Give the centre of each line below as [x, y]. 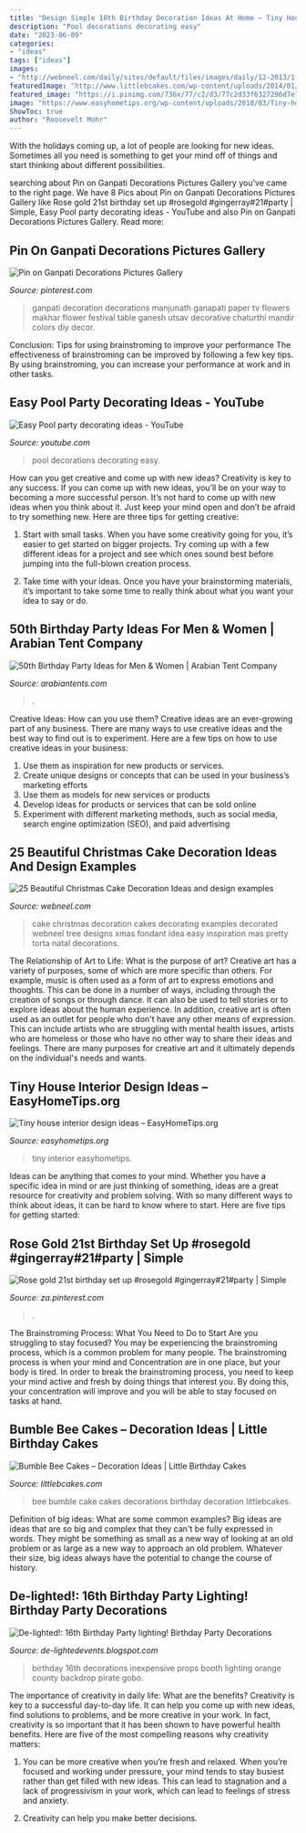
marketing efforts [55, 785]
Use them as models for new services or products [117, 795]
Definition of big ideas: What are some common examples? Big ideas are [146, 1519]
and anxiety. [46, 1800]
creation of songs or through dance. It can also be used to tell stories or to [149, 1000]
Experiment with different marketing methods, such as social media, [150, 814]
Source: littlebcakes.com [56, 1483]
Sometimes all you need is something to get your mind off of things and [143, 155]
